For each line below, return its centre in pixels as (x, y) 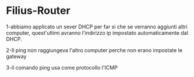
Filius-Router (38, 11)
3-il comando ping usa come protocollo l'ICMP (62, 67)
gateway (16, 56)
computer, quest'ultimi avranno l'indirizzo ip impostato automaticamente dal (97, 32)
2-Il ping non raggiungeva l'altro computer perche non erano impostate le (94, 50)
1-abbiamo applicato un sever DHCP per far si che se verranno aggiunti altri (97, 27)
